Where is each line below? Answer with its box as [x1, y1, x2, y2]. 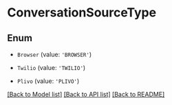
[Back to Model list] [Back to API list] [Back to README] [7, 91, 165, 98]
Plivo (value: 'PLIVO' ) [17, 77, 80, 85]
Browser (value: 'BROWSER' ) [17, 50, 92, 58]
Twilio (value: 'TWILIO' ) [17, 64, 86, 71]
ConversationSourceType [7, 5, 157, 21]
